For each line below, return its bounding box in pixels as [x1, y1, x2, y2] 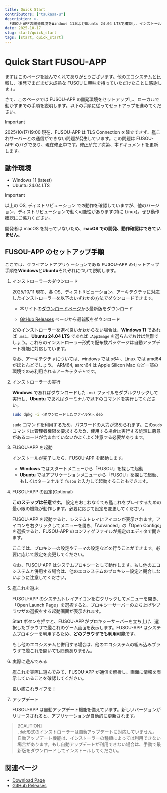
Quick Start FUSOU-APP [5, 57, 107, 68]
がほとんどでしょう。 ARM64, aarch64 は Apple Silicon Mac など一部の [12, 362, 158, 368]
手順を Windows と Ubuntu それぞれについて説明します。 [5, 268, 119, 274]
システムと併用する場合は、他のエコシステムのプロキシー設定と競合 [12, 568, 152, 574]
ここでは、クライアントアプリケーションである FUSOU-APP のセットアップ [5, 262, 160, 267]
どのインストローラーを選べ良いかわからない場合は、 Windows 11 [12, 327, 146, 333]
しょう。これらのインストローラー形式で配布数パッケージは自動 [12, 339, 143, 346]
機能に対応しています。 [21, 346, 69, 352]
